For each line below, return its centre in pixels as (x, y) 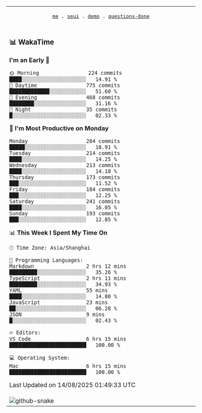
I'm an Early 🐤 (29, 60)
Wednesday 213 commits (65, 165)
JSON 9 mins (57, 314)
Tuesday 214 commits (65, 153)
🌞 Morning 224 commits (66, 73)
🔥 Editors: (25, 332)
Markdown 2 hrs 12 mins (68, 266)
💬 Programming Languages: (46, 260)
